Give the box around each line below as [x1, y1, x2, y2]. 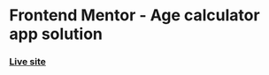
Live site [9, 56, 46, 68]
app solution [9, 24, 104, 44]
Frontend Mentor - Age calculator [9, 5, 260, 26]
